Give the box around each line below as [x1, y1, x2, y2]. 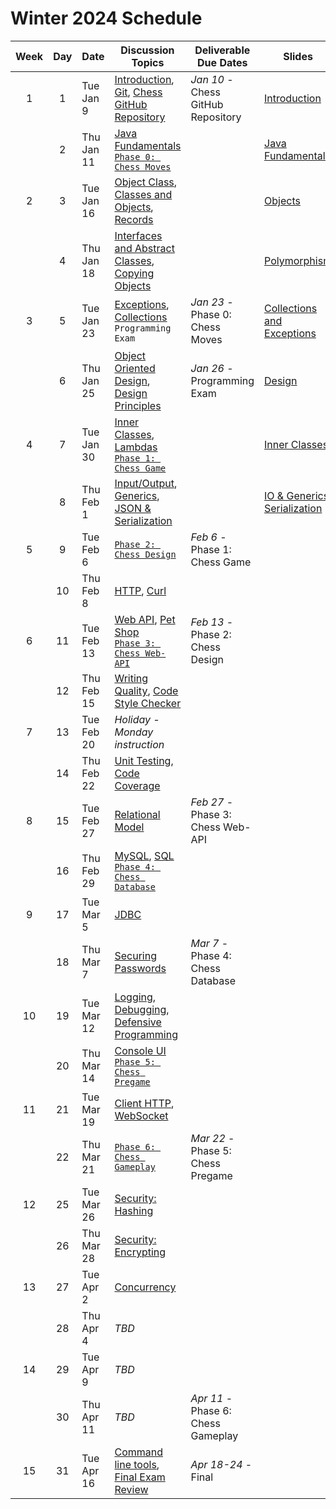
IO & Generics [264, 488, 330, 502]
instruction [114, 737, 165, 751]
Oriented [114, 361, 156, 375]
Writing [114, 671, 149, 685]
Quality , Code [114, 683, 179, 697]
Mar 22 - [190, 1131, 235, 1145]
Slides [283, 49, 313, 63]
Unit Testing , [114, 753, 174, 767]
